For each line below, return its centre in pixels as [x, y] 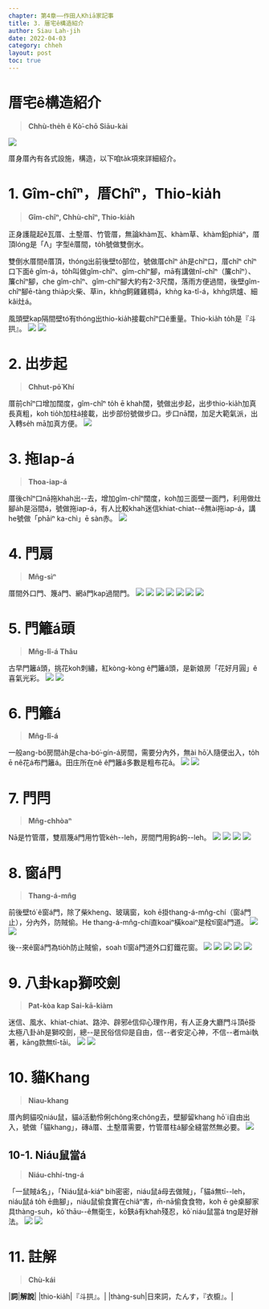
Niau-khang [48, 1101]
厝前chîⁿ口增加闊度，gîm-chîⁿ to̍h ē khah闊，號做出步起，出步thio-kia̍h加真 [132, 403]
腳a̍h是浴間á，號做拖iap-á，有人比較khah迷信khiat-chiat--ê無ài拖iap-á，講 [132, 508]
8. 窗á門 [35, 873]
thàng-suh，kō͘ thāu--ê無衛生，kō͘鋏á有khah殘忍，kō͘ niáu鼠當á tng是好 [133, 1211]
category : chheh [35, 46]
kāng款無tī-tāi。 [49, 1042]
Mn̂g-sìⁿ [42, 576]
